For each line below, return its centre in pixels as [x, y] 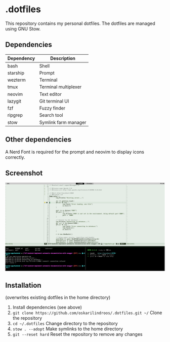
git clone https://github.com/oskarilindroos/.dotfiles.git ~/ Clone [87, 313]
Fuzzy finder [52, 108]
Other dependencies [38, 140]
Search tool [51, 115]
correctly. [15, 157]
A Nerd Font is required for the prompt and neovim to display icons [75, 152]
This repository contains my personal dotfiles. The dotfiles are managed [80, 23]
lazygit [14, 101]
